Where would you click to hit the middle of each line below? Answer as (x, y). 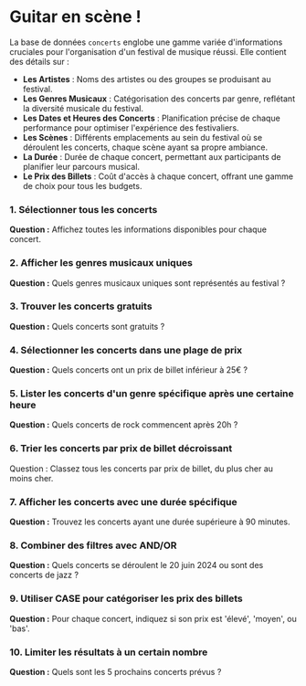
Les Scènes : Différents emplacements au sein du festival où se (142, 137)
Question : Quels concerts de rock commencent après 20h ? (124, 425)
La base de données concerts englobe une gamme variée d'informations (146, 42)
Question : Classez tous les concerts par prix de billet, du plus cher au (142, 469)
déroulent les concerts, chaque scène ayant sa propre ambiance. (145, 147)
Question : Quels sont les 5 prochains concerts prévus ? (116, 671)
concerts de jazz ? (44, 575)
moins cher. (32, 478)
